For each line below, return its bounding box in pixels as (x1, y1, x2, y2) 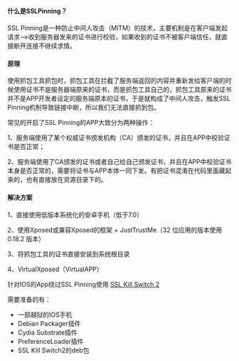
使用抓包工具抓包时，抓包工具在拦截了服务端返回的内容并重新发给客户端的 (7, 76, 225, 85)
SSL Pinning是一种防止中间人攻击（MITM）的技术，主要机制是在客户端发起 (7, 24, 228, 32)
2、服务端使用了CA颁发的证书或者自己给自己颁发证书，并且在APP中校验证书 (7, 158, 232, 166)
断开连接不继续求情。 (13, 41, 76, 50)
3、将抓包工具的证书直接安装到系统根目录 (7, 250, 130, 258)
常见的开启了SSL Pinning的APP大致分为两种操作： (7, 118, 155, 127)
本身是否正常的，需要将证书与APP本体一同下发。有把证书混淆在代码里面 (7, 166, 219, 175)
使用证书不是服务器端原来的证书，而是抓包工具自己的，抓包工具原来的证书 (13, 86, 232, 94)
